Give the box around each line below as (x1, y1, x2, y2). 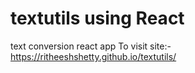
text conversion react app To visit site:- (10, 40, 172, 52)
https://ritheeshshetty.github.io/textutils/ (10, 50, 177, 62)
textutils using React (10, 7, 185, 30)
